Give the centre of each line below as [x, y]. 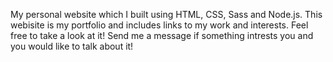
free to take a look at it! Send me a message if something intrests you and [162, 35]
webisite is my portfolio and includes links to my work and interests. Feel [159, 25]
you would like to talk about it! [72, 46]
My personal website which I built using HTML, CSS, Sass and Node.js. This [166, 14]
